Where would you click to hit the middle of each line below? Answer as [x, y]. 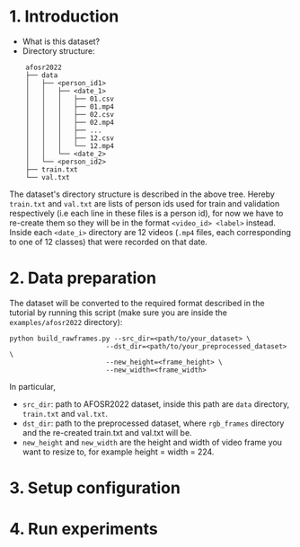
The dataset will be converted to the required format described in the [137, 303]
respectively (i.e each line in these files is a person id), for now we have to [146, 213]
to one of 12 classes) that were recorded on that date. [109, 242]
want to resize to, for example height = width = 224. [118, 452]
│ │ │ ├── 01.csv [70, 99]
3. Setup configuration [95, 488]
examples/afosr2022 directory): [66, 322]
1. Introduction [64, 17]
